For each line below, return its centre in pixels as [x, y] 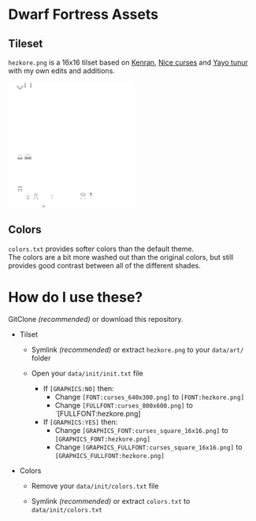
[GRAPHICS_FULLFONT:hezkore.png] [110, 456]
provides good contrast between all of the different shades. [104, 265]
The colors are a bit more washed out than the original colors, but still [121, 257]
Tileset [26, 44]
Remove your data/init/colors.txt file [95, 486]
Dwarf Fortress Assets [83, 15]
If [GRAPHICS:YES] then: [80, 422]
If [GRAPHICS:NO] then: [78, 388]
